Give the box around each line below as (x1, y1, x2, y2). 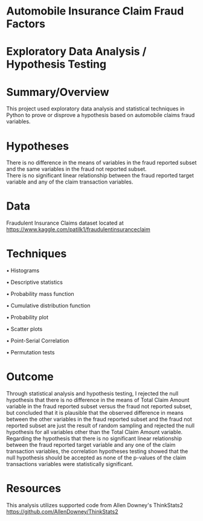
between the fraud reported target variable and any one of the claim (6, 441, 176, 449)
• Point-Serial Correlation (6, 337, 69, 345)
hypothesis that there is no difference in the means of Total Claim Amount (6, 397, 190, 404)
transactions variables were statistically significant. (6, 461, 134, 468)
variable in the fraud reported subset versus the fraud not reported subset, (6, 403, 192, 410)
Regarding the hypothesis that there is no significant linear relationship (6, 435, 182, 442)
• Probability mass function (6, 290, 74, 298)
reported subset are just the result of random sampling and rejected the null (6, 422, 195, 429)
